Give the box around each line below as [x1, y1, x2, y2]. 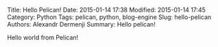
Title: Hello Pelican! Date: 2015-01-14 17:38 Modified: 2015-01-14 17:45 [7, 6, 206, 14]
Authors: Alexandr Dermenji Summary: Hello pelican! [7, 20, 156, 28]
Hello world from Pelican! [7, 33, 79, 42]
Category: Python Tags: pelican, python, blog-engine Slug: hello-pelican [7, 13, 212, 21]
